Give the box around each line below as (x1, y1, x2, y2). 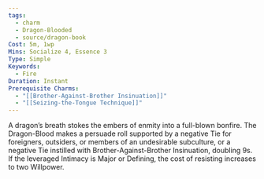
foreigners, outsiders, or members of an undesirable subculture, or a (8, 137, 231, 147)
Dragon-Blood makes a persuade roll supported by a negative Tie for (8, 129, 232, 138)
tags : (8, 11, 26, 20)
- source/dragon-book (15, 33, 87, 42)
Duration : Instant (8, 77, 69, 85)
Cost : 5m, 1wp (8, 41, 55, 49)
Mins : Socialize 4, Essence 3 (8, 48, 108, 56)
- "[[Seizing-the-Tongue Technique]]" (15, 99, 143, 107)
